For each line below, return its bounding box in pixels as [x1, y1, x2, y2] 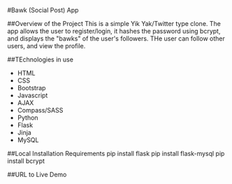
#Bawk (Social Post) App [7, 6, 79, 14]
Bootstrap [17, 84, 46, 92]
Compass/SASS [17, 106, 64, 114]
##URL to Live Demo [7, 171, 67, 178]
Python [17, 113, 38, 122]
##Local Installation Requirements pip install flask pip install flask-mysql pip [7, 150, 225, 157]
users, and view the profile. [7, 42, 86, 50]
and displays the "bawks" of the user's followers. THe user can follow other [7, 34, 225, 43]
